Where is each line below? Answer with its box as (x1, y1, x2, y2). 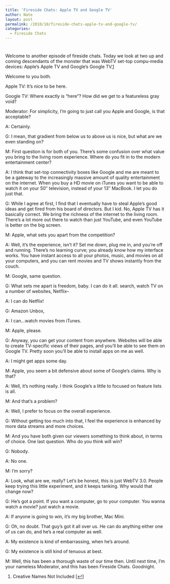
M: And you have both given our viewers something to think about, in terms (5, 433, 162, 439)
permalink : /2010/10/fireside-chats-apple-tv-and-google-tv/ (5, 21, 138, 27)
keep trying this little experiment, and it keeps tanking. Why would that (5, 483, 153, 489)
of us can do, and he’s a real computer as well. (5, 529, 103, 535)
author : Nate (5, 12, 33, 17)
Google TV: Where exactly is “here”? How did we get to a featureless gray (5, 93, 160, 99)
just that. (5, 191, 24, 197)
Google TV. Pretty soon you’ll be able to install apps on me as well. (5, 348, 145, 354)
